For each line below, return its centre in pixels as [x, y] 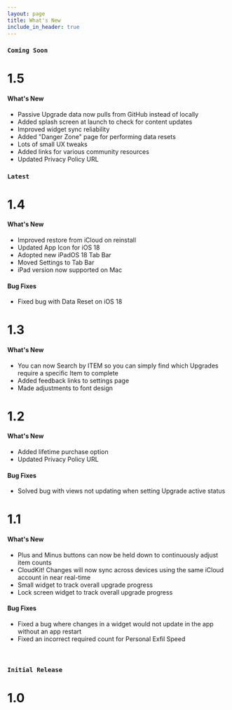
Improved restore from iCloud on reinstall [77, 240]
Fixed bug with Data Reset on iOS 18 [70, 302]
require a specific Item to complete [68, 373]
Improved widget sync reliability [63, 129]
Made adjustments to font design [65, 388]
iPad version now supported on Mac [70, 270]
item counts [34, 562]
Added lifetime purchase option [63, 451]
